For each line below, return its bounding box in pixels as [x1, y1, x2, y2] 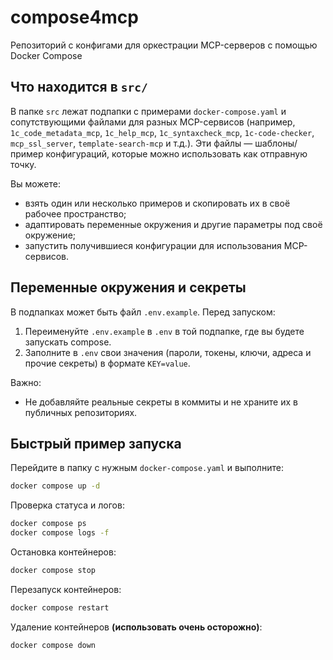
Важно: [10, 376, 42, 388]
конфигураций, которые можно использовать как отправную [45, 147, 308, 160]
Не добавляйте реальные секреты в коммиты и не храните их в [24, 396, 298, 408]
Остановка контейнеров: [10, 546, 117, 558]
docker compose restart [10, 602, 110, 613]
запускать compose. [24, 336, 112, 348]
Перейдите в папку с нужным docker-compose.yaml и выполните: [10, 462, 284, 474]
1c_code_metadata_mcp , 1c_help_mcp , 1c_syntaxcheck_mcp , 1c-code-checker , [10, 126, 315, 138]
